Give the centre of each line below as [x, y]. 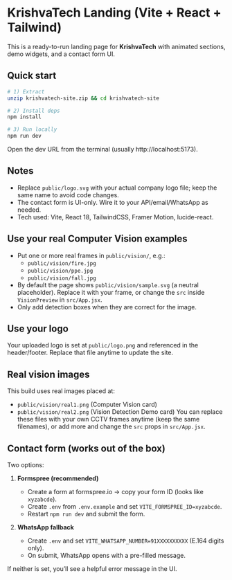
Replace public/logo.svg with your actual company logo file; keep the [117, 188]
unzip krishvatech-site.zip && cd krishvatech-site [83, 98]
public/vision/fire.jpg [62, 263]
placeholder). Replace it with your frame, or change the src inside [111, 292]
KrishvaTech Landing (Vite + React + [114, 13]
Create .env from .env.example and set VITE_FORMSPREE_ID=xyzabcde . [125, 507]
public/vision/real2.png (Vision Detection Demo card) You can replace [120, 412]
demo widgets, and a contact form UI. [61, 54]
